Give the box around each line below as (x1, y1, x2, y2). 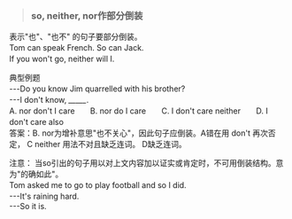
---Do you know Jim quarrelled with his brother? (9, 83, 186, 94)
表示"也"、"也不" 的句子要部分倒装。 (9, 31, 139, 43)
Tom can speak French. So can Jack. (9, 43, 144, 53)
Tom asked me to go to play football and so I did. (9, 180, 188, 191)
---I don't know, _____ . (9, 95, 89, 106)
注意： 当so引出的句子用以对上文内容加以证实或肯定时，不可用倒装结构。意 (9, 158, 284, 168)
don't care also (9, 117, 65, 128)
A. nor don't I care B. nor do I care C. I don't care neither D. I (9, 106, 268, 116)
